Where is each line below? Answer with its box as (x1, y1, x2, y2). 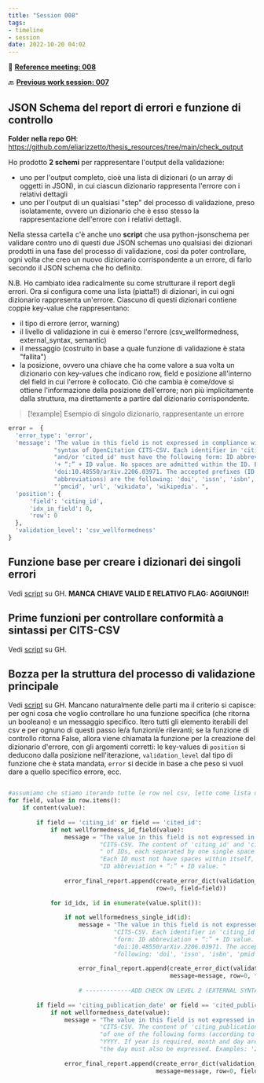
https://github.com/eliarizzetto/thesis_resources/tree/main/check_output (8, 142, 244, 152)
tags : (8, 19, 26, 27)
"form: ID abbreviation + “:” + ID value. (113, 935, 255, 943)
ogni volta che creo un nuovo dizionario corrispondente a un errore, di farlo (8, 255, 252, 264)
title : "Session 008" (8, 11, 79, 20)
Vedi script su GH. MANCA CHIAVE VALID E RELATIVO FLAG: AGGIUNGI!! (8, 589, 250, 598)
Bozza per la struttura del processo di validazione (8, 667, 255, 681)
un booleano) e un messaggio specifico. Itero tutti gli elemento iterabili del (8, 717, 248, 727)
